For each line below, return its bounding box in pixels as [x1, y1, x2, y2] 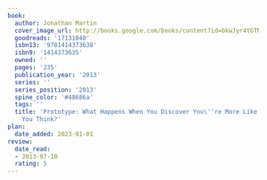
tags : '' [14, 100, 44, 108]
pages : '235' [14, 64, 58, 72]
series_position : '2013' [14, 85, 97, 94]
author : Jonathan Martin [14, 19, 97, 27]
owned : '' [14, 57, 47, 65]
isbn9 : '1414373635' [14, 49, 83, 57]
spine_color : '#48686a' [14, 93, 93, 101]
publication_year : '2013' [14, 71, 101, 79]
